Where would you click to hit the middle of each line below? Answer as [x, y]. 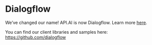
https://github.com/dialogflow [36, 37]
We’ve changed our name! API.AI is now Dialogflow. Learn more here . [76, 22]
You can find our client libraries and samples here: [57, 32]
